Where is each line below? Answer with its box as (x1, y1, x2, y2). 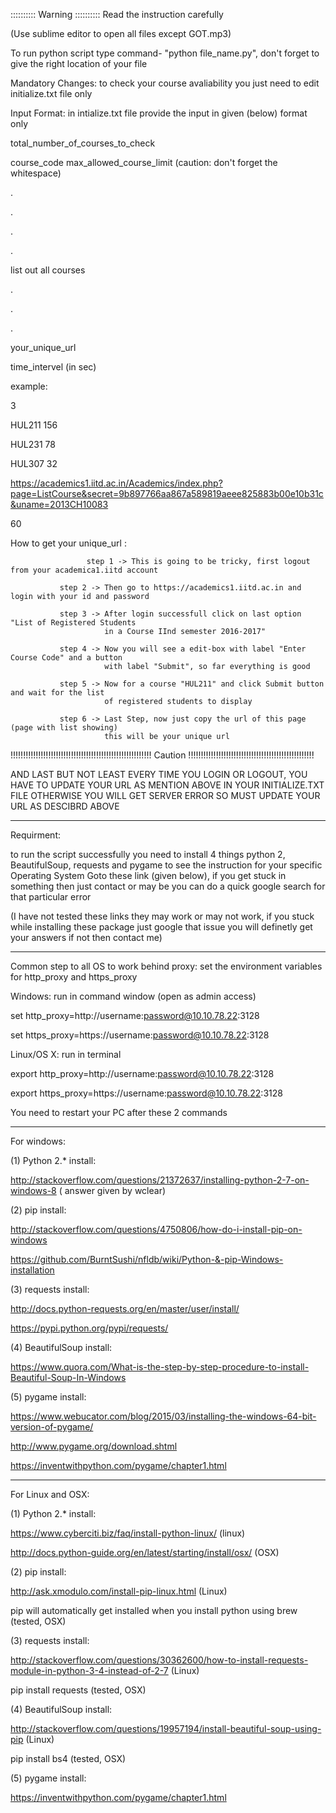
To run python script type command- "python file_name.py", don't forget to (10, 47, 320, 59)
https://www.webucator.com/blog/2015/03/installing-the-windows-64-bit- (10, 1410, 317, 1422)
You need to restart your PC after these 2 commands (10, 1107, 228, 1118)
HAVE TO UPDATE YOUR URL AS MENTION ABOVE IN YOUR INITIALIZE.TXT (10, 779, 325, 791)
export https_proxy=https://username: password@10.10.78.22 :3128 (10, 1087, 283, 1099)
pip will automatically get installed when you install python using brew (10, 1605, 298, 1616)
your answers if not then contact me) (10, 932, 163, 943)
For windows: (10, 1135, 67, 1147)
